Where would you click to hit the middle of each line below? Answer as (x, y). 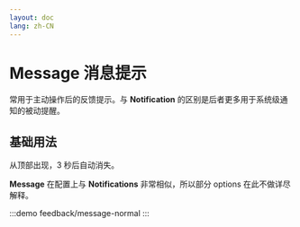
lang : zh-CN (32, 26)
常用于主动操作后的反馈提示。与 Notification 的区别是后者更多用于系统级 (145, 100)
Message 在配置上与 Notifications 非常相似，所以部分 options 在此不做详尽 (150, 184)
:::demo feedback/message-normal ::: (80, 214)
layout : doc (32, 17)
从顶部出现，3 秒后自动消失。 (64, 165)
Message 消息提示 (78, 73)
